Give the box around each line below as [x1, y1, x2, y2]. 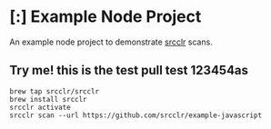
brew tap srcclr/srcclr [9, 86, 100, 96]
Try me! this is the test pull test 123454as [9, 63, 248, 78]
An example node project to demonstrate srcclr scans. [9, 36, 214, 47]
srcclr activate [9, 103, 71, 112]
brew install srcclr [9, 94, 88, 104]
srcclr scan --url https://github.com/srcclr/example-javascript [9, 111, 262, 120]
